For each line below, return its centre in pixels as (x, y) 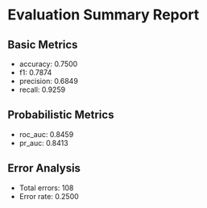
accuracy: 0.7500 (48, 64)
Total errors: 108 (46, 188)
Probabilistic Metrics (61, 115)
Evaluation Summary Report (103, 15)
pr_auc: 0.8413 (44, 143)
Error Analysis (44, 168)
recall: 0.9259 (42, 89)
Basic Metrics (43, 45)
